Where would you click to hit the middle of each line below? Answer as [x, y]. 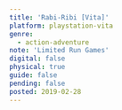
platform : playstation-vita [61, 26]
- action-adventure [53, 42]
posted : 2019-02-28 [45, 91]
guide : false [33, 75]
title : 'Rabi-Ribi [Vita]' [59, 17]
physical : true [37, 67]
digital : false [37, 59]
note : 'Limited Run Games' [59, 51]
